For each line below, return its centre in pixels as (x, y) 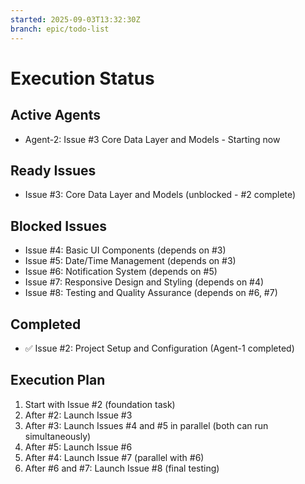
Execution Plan (58, 380)
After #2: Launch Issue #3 (78, 415)
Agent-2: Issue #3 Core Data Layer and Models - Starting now (152, 139)
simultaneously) (58, 436)
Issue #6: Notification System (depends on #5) (121, 272)
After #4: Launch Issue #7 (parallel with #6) (114, 457)
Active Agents (55, 115)
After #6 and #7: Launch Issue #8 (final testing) (122, 468)
